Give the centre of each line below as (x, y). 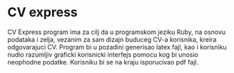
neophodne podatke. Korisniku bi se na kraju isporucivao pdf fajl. (103, 62)
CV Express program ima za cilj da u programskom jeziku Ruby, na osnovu (117, 32)
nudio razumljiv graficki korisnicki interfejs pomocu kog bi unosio (103, 55)
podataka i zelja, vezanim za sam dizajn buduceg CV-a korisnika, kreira (112, 39)
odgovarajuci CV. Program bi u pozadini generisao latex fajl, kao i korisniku (117, 47)
